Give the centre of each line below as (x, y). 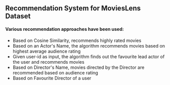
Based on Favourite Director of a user (52, 78)
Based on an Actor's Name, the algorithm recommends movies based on (89, 46)
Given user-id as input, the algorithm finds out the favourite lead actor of (89, 56)
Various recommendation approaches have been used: (65, 29)
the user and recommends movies (49, 62)
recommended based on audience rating (55, 72)
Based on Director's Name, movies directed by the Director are (78, 67)
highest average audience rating (47, 51)
